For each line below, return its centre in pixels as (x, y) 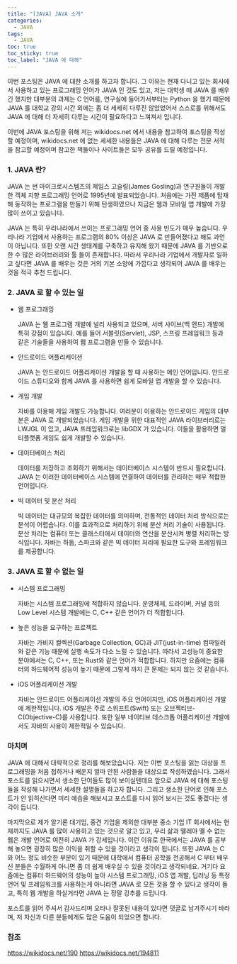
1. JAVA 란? (27, 170)
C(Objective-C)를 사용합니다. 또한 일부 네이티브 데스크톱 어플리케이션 (114, 716)
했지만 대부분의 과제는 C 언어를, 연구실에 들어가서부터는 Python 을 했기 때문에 (122, 99)
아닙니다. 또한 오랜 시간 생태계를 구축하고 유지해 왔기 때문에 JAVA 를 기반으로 (121, 246)
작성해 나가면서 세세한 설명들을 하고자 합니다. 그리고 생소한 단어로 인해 (117, 789)
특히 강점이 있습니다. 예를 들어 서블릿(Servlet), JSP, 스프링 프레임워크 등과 (121, 333)
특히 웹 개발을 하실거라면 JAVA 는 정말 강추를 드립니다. (92, 893)
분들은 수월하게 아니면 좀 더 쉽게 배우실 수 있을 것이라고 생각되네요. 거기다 (116, 866)
